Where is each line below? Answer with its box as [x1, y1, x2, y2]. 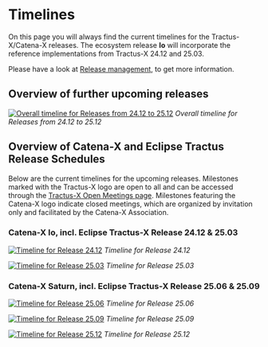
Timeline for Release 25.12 [103, 329, 190, 339]
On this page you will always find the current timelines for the [8, 32, 210, 41]
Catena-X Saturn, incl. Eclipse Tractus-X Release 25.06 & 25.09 [8, 280, 261, 291]
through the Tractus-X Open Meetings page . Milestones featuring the [8, 190, 236, 200]
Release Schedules [8, 153, 105, 166]
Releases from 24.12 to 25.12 [8, 117, 102, 127]
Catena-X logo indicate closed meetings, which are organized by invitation [8, 199, 253, 209]
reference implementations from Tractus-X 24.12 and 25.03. [8, 49, 205, 58]
